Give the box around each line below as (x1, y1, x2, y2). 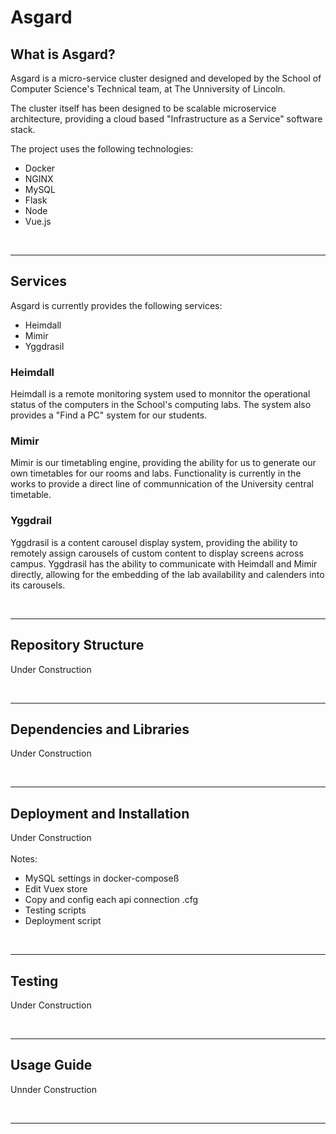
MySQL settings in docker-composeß (24, 872, 180, 885)
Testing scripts (24, 904, 87, 916)
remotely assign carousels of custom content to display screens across (10, 547, 304, 559)
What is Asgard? (10, 46, 116, 63)
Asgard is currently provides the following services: (10, 299, 223, 311)
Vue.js (24, 216, 52, 227)
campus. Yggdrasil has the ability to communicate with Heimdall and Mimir (10, 557, 318, 570)
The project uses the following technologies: (10, 143, 194, 155)
